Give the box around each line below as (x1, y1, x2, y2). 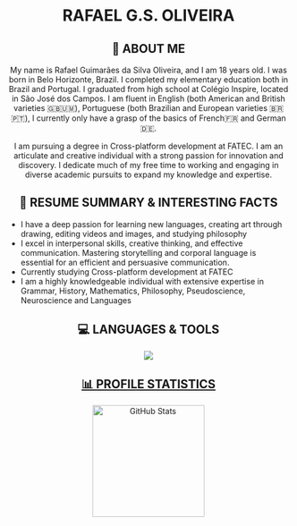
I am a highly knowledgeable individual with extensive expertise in (20, 276, 265, 286)
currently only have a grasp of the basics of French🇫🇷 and (36, 113, 255, 123)
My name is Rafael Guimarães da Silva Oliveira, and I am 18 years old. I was (10, 64, 287, 75)
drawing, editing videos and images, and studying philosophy (20, 228, 247, 239)
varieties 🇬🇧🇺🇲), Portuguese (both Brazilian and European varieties (13, 103, 268, 113)
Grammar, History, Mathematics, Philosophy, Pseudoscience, (20, 285, 246, 296)
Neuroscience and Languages (20, 294, 132, 305)
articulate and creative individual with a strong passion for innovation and (13, 150, 284, 161)
